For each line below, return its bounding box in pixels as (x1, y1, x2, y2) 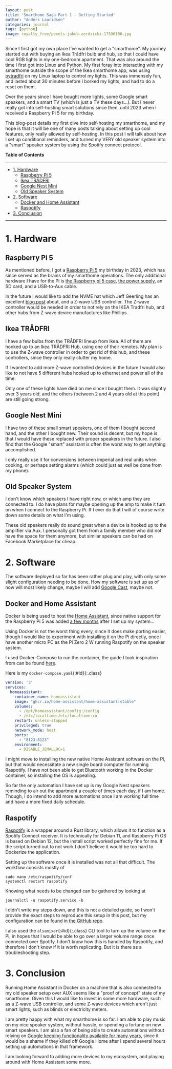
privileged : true (14, 723, 52, 728)
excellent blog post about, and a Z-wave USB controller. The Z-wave (5, 299, 149, 304)
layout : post (5, 7, 33, 13)
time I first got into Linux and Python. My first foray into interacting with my (5, 62, 163, 68)
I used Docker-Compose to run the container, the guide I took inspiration (5, 655, 158, 661)
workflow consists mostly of (5, 865, 65, 871)
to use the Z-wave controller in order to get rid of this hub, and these (5, 349, 150, 355)
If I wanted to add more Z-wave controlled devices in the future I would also (5, 364, 165, 370)
